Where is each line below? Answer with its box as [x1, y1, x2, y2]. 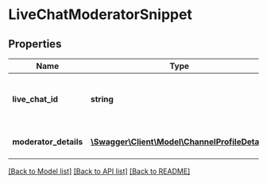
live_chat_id [12, 93, 58, 105]
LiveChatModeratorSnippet [8, 6, 193, 24]
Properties [8, 37, 62, 51]
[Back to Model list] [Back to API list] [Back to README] [8, 166, 191, 176]
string [90, 93, 114, 105]
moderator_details [12, 136, 83, 147]
